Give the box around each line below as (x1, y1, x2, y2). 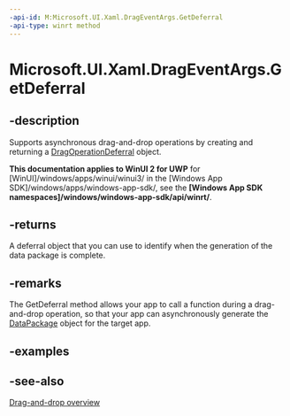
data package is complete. (9, 250, 106, 261)
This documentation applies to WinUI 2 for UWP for (9, 163, 201, 173)
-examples (9, 343, 70, 358)
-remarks (9, 275, 62, 290)
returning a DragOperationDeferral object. (9, 146, 162, 157)
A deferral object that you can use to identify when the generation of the (9, 241, 273, 251)
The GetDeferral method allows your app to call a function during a (9, 299, 253, 310)
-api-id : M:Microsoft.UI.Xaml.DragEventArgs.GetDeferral (9, 12, 224, 22)
